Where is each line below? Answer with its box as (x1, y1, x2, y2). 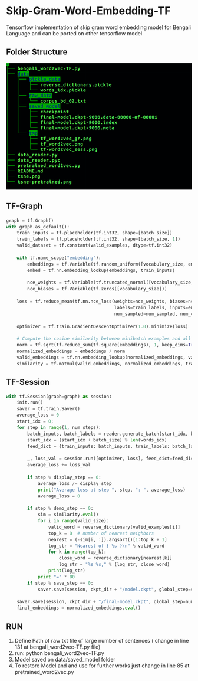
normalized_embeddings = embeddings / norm (16, 348, 126, 355)
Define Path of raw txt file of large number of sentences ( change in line (14, 637, 189, 644)
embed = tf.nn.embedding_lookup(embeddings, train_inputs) (27, 267, 176, 273)
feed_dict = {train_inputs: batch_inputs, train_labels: (27, 443, 170, 449)
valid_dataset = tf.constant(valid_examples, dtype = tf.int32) (16, 243, 173, 248)
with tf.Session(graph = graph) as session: (6, 394, 112, 400)
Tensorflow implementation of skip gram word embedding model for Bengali (6, 24, 192, 31)
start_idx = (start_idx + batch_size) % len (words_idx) (27, 437, 167, 443)
